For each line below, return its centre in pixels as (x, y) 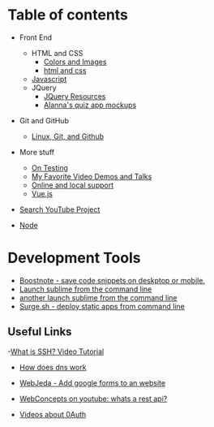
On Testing (49, 167)
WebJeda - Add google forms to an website (92, 382)
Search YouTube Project (60, 209)
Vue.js (42, 193)
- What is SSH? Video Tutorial (56, 352)
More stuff (37, 152)
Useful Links (40, 332)
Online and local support (73, 185)
